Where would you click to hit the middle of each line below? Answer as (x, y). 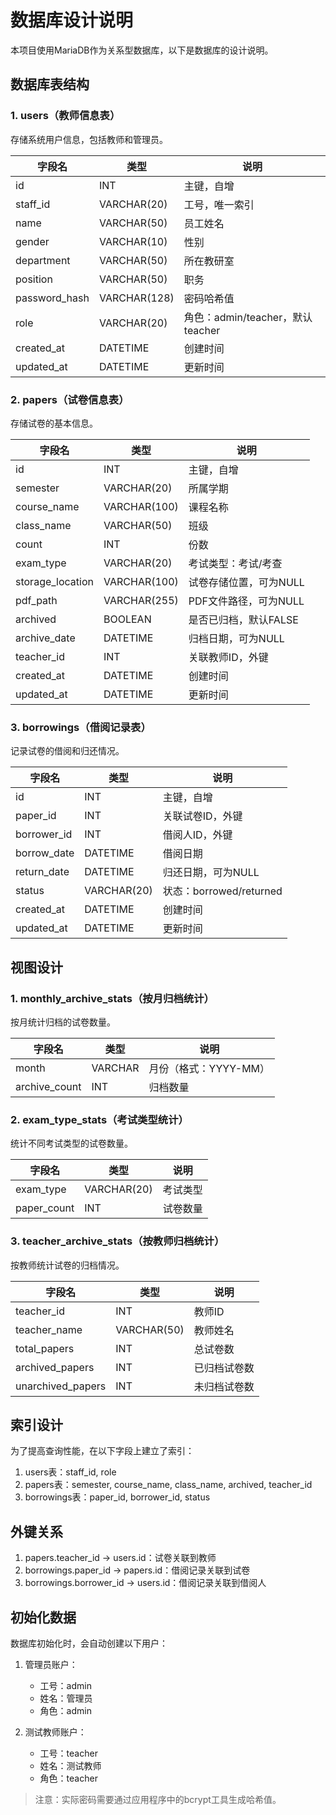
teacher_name (49, 1329)
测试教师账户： (55, 1732)
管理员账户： (51, 1664)
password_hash (52, 298)
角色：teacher (68, 1778)
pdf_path (36, 600)
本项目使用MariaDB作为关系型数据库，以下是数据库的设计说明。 (142, 50)
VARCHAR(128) (136, 298)
